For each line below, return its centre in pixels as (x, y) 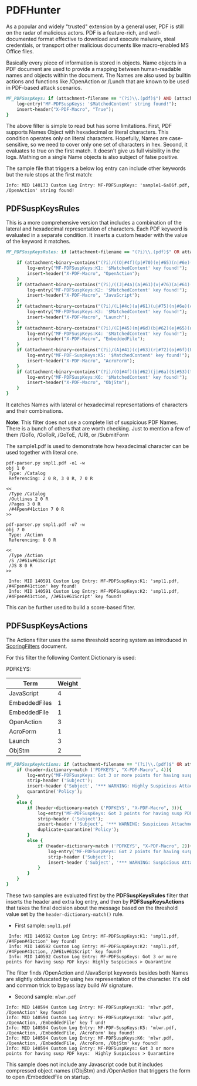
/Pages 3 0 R (25, 504)
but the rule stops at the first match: (49, 175)
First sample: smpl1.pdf (43, 925)
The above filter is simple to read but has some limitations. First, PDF (89, 126)
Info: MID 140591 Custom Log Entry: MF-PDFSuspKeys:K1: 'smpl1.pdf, (94, 581)
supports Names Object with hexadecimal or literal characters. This (87, 132)
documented (21, 39)
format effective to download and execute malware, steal (107, 39)
